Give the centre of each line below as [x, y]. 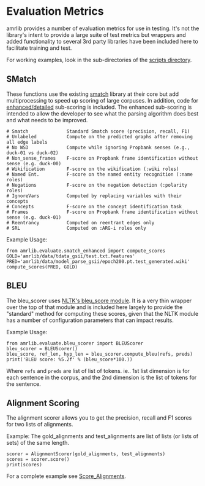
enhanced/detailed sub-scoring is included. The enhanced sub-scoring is [99, 107]
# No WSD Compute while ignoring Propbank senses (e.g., [98, 147]
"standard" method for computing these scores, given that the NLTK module [102, 313]
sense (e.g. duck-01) [34, 217]
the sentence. [24, 384]
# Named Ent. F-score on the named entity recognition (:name [99, 174]
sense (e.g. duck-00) [34, 163]
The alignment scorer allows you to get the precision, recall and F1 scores [99, 418]
